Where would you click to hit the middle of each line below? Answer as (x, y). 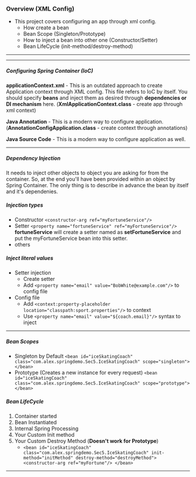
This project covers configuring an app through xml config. (85, 22)
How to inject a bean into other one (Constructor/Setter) (90, 40)
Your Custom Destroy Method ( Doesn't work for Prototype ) (86, 441)
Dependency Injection (33, 158)
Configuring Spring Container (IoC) (50, 71)
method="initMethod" (48, 458)
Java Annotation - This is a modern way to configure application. (85, 122)
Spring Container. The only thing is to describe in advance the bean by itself (97, 186)
